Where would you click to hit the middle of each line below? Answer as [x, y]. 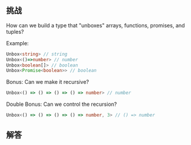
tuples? [15, 31]
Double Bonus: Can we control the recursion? [62, 104]
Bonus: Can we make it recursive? [48, 82]
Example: [17, 43]
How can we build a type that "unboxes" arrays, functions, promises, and [95, 25]
